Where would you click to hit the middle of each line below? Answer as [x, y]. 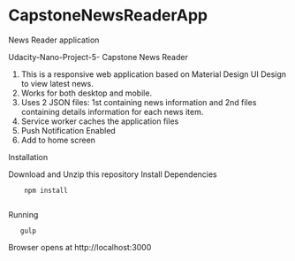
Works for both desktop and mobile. [86, 93]
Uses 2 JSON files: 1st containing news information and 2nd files [139, 102]
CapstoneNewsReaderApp [108, 15]
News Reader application [54, 40]
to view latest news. [57, 83]
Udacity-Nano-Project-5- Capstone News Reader [98, 57]
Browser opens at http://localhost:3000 [80, 247]
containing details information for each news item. [112, 111]
